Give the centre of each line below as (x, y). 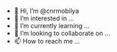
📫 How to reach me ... (47, 41)
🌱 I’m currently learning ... (52, 26)
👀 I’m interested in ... (44, 18)
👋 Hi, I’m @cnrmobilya (46, 11)
